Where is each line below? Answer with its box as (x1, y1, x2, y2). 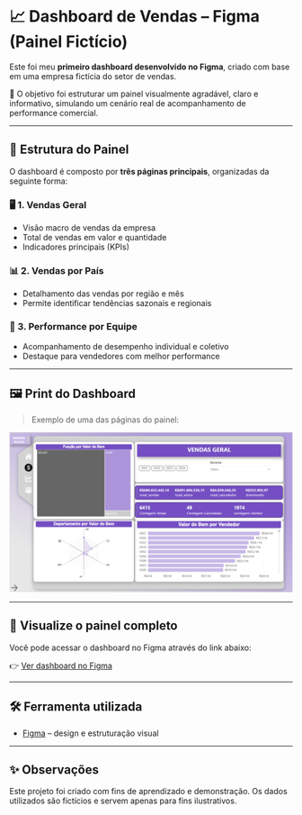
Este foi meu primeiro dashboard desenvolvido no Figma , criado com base (9, 61, 290, 72)
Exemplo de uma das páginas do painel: (31, 414, 180, 425)
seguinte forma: (9, 176, 68, 186)
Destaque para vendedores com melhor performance (22, 350, 220, 361)
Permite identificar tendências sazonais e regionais (22, 298, 212, 309)
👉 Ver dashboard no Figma (9, 660, 112, 671)
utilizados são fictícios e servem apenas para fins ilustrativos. (9, 795, 237, 806)
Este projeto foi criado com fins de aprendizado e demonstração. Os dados (9, 786, 288, 797)
